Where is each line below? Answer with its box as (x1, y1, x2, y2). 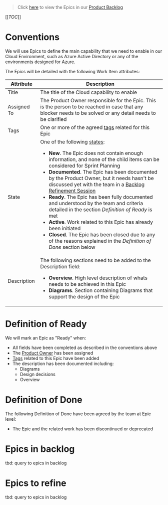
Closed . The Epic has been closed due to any (48, 231, 155, 238)
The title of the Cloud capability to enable (40, 89, 137, 96)
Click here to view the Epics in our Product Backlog (17, 5, 123, 10)
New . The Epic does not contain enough (48, 149, 143, 156)
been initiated (48, 225, 81, 232)
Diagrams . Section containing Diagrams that (48, 287, 153, 294)
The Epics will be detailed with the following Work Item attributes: (5, 68, 140, 74)
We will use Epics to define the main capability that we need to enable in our (5, 48, 162, 54)
